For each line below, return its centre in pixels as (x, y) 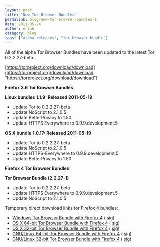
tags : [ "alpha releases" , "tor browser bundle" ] (57, 38)
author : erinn (20, 29)
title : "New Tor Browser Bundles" (41, 15)
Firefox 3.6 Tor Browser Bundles (39, 87)
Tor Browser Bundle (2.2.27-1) (37, 178)
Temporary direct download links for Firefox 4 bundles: (62, 208)
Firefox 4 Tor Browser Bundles (37, 168)
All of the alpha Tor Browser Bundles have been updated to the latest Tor (80, 52)
